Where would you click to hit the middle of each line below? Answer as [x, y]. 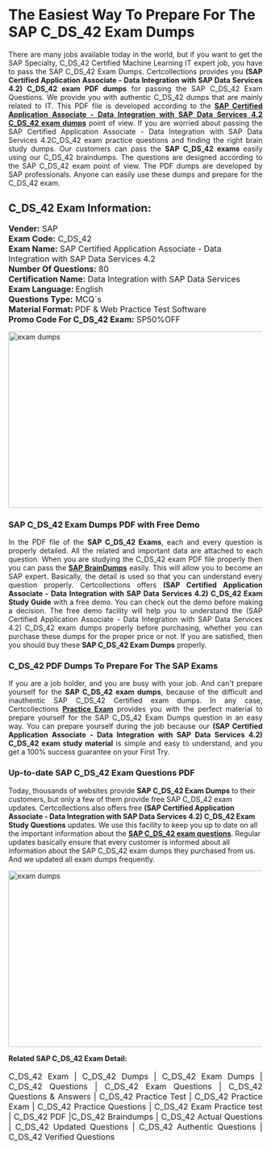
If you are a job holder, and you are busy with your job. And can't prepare [135, 683]
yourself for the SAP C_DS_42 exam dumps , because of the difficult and [135, 692]
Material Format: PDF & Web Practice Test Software [108, 309]
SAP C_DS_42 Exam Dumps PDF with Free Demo [104, 524]
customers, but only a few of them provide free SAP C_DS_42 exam [120, 799]
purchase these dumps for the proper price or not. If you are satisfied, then [135, 637]
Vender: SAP [33, 228]
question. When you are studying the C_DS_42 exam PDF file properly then [135, 559]
